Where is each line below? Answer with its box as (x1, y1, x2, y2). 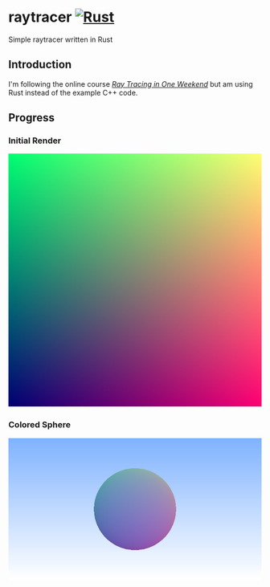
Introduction (8, 58, 72, 71)
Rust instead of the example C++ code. (8, 88, 138, 97)
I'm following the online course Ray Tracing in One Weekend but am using (8, 79, 253, 88)
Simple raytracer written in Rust (8, 35, 113, 44)
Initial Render (8, 135, 62, 146)
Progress (8, 111, 55, 124)
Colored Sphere (8, 419, 71, 430)
